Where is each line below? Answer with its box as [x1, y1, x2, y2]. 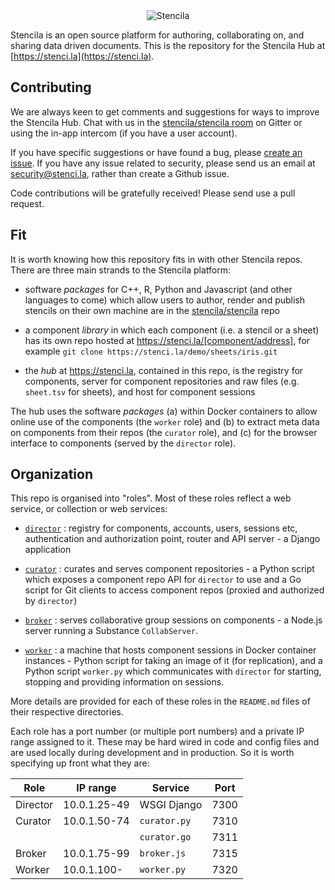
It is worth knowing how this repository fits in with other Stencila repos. [10, 253, 303, 265]
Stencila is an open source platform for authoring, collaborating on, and [10, 29, 305, 41]
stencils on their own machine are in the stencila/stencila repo [24, 304, 280, 316]
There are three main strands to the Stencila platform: [10, 264, 231, 276]
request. [10, 197, 45, 209]
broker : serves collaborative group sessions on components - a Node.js [24, 614, 323, 626]
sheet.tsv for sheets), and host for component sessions [24, 385, 256, 398]
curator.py [139, 815, 192, 827]
